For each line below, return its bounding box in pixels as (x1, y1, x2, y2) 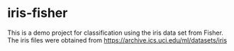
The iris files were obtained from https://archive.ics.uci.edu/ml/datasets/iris (7, 35, 228, 44)
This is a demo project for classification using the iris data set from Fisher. (7, 28, 223, 37)
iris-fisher (7, 5, 68, 21)
